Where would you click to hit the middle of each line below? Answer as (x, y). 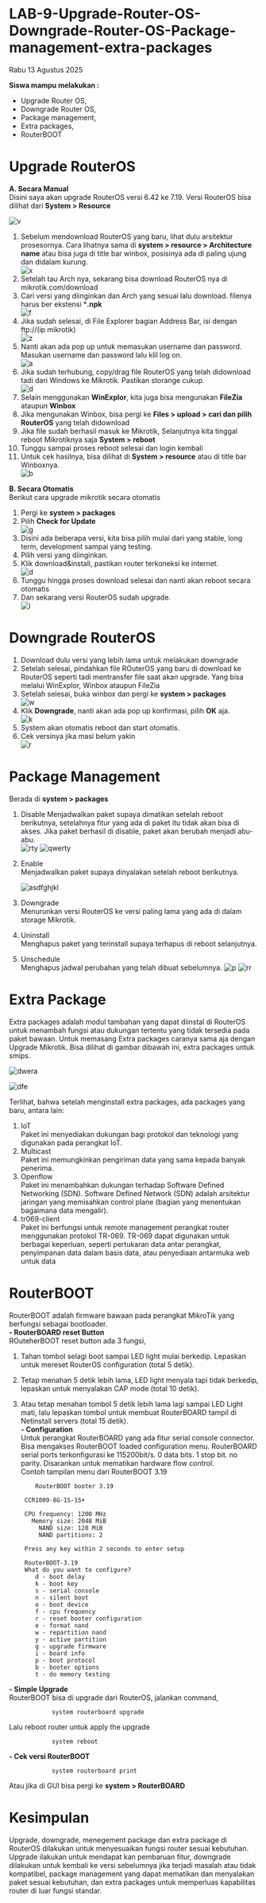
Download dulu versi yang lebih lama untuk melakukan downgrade (129, 660)
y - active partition (71, 1639)
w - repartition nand (71, 1632)
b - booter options (67, 1667)
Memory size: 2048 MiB (69, 1521)
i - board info (60, 1653)
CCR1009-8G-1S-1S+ (55, 1500)
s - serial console (67, 1590)
